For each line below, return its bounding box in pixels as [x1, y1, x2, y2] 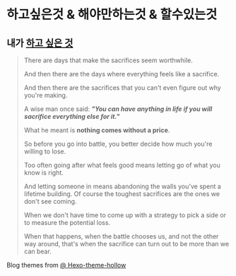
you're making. [23, 91, 68, 99]
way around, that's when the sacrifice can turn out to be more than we [23, 240, 230, 248]
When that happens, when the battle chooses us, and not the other [23, 232, 219, 241]
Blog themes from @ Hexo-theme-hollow [6, 261, 126, 269]
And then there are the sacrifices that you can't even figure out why [23, 84, 222, 92]
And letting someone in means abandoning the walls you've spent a [23, 182, 222, 190]
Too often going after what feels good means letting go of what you [23, 161, 220, 169]
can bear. [23, 247, 52, 255]
